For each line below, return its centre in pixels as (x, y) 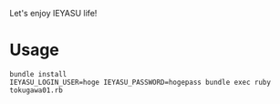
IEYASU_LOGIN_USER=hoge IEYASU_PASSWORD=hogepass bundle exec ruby (140, 82)
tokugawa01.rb (36, 90)
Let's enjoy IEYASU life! (53, 13)
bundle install (38, 74)
